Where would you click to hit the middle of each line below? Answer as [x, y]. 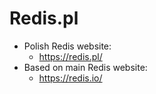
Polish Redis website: [67, 46]
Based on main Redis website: [85, 67]
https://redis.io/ [70, 78]
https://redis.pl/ [70, 56]
